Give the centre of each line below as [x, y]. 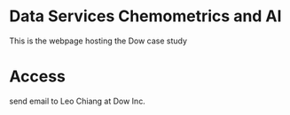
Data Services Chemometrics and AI [145, 16]
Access [38, 77]
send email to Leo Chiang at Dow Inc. [78, 101]
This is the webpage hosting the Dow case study [98, 41]
